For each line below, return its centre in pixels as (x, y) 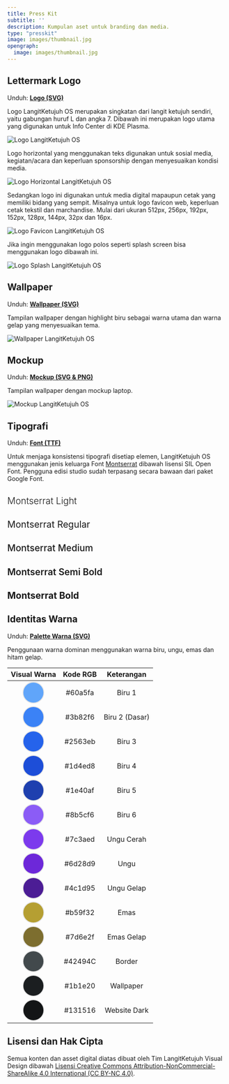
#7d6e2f (80, 937)
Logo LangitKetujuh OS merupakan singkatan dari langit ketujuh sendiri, (110, 111)
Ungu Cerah (127, 839)
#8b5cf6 (80, 815)
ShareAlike (23, 1073)
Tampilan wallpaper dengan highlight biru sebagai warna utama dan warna (114, 318)
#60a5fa (80, 692)
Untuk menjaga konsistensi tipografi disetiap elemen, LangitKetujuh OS (109, 456)
